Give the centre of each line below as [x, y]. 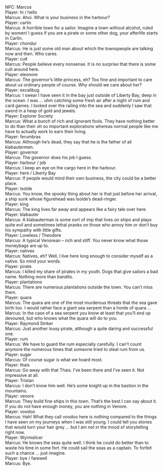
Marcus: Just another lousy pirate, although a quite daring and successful [79, 328]
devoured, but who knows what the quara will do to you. [61, 318]
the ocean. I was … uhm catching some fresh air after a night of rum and [77, 100]
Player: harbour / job [26, 163]
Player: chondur [21, 43]
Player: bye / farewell [26, 458]
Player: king [17, 204]
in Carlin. [14, 38]
